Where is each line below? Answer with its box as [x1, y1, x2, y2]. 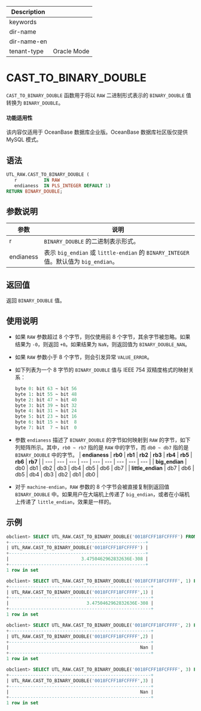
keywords [9, 18, 37, 26]
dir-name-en [9, 37, 48, 46]
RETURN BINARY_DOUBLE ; [6, 188, 63, 194]
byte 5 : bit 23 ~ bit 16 [14, 413, 77, 419]
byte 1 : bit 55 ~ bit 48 [14, 391, 77, 397]
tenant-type [9, 47, 44, 55]
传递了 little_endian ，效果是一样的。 [20, 498, 115, 505]
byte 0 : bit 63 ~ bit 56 [14, 385, 77, 392]
